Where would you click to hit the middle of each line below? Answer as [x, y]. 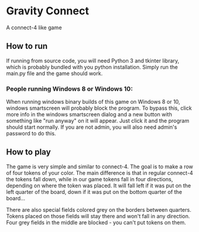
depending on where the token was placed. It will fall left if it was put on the [99, 185]
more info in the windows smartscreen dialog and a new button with [89, 115]
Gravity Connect [48, 11]
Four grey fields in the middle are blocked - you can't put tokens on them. [96, 222]
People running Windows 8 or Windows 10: [70, 89]
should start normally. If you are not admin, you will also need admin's [91, 127]
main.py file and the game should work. [54, 73]
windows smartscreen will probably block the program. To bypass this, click [99, 108]
